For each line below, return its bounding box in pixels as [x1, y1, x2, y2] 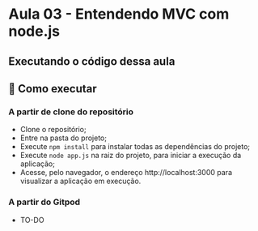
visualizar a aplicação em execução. [19, 176, 142, 186]
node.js [8, 22, 61, 41]
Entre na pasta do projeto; [19, 133, 108, 143]
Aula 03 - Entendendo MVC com [8, 5, 230, 24]
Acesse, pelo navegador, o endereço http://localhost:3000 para [19, 168, 233, 178]
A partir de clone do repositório [8, 106, 134, 118]
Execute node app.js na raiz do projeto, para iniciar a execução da [19, 151, 242, 160]
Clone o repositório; [19, 125, 87, 135]
